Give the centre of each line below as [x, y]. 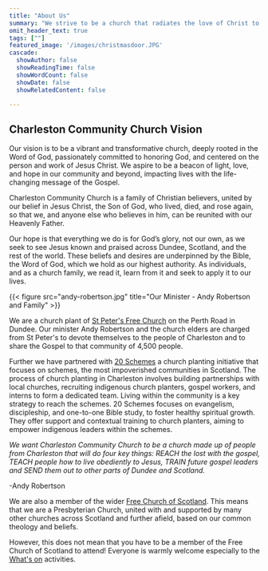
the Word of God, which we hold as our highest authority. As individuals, [128, 264]
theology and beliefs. [44, 527]
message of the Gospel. [81, 182]
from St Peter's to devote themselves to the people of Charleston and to [127, 338]
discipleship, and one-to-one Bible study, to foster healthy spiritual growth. [132, 413]
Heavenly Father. [37, 224]
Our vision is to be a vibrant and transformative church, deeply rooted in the [134, 149]
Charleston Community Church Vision [106, 129]
